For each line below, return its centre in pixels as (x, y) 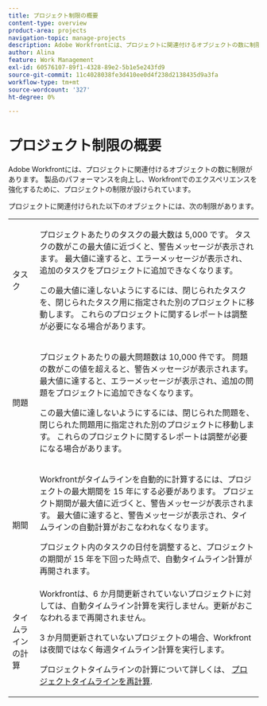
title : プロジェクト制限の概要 (53, 16)
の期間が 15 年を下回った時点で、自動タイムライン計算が (146, 560)
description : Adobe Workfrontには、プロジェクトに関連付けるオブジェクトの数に (129, 45)
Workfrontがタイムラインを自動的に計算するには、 (133, 480)
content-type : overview (48, 23)
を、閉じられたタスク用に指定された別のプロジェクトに (143, 302)
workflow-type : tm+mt (44, 82)
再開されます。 (67, 571)
